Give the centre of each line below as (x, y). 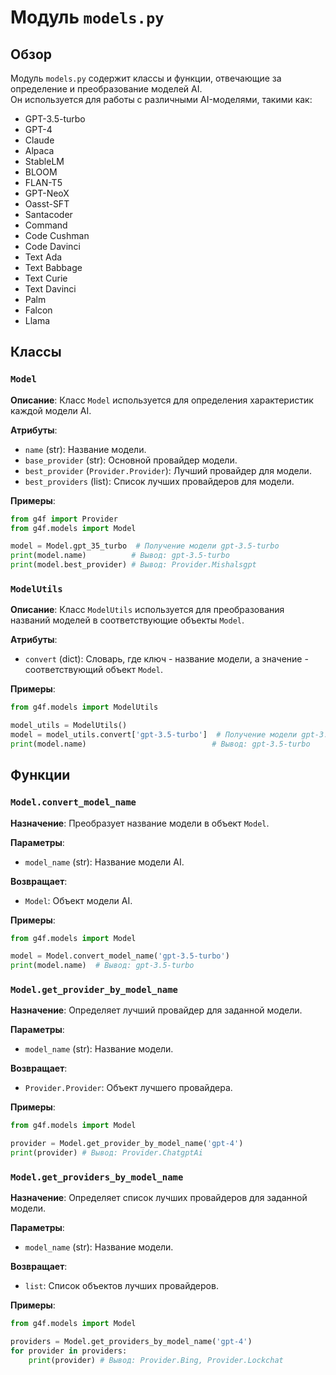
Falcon (38, 310)
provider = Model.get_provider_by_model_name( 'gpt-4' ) (127, 1144)
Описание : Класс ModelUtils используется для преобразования (147, 610)
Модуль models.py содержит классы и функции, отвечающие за (146, 78)
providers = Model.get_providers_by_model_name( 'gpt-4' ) (131, 1342)
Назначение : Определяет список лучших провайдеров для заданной (159, 1198)
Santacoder (48, 214)
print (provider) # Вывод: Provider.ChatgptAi (106, 1153)
